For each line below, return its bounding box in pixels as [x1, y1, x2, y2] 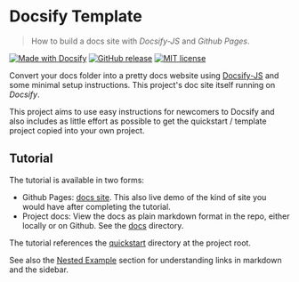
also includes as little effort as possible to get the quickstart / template [9, 116, 267, 126]
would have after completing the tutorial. [21, 201, 171, 212]
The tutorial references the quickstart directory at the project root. [9, 238, 252, 248]
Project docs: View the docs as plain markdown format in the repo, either [21, 211, 290, 222]
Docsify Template [9, 6, 142, 27]
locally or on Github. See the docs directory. [21, 220, 184, 230]
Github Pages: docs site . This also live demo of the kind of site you [21, 191, 267, 202]
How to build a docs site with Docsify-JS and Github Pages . [30, 36, 250, 46]
